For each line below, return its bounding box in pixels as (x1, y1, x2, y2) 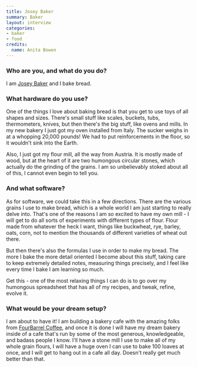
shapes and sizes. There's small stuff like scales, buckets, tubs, (6, 114, 160, 122)
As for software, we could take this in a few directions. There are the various (6, 198, 191, 205)
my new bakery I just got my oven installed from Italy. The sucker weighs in (6, 127, 188, 134)
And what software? (6, 184, 65, 192)
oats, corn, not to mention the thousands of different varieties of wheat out (6, 229, 187, 236)
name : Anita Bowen (11, 47, 57, 53)
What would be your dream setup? (6, 304, 107, 313)
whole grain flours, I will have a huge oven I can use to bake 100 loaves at (6, 343, 184, 350)
